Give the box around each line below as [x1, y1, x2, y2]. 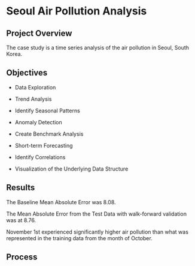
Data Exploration [14, 83, 56, 91]
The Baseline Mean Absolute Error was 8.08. [6, 198, 116, 205]
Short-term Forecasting [14, 142, 73, 149]
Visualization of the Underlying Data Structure [14, 165, 129, 172]
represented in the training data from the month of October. [6, 234, 153, 241]
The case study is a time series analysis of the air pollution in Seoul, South [6, 44, 190, 51]
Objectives [6, 68, 48, 78]
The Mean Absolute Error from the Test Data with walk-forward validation [6, 210, 187, 217]
